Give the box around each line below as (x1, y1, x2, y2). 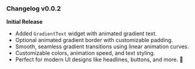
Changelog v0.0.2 (6, 4, 61, 13)
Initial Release (6, 18, 43, 26)
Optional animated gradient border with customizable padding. (15, 37, 173, 44)
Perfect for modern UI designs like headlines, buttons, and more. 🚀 (15, 56, 183, 64)
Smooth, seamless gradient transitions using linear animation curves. (15, 43, 189, 50)
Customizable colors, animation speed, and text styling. (15, 49, 155, 57)
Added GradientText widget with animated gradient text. (15, 30, 157, 37)
